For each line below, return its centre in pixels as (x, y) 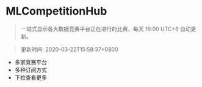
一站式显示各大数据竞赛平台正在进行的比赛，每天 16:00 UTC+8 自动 (106, 29)
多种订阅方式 (31, 70)
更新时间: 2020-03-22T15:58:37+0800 (69, 49)
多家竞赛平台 (31, 62)
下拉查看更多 (31, 77)
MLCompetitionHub (56, 11)
